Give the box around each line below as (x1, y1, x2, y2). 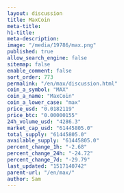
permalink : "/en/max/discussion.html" (7, 80, 118, 87)
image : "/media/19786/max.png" (7, 42, 97, 49)
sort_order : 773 (7, 73, 53, 81)
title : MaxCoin (7, 16, 51, 23)
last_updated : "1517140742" (7, 162, 88, 170)
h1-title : (7, 29, 36, 36)
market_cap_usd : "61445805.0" (7, 125, 94, 131)
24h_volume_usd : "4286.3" (7, 118, 81, 125)
